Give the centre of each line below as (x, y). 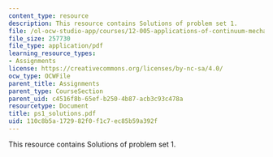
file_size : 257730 (39, 38)
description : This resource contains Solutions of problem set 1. (123, 23)
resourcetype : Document (49, 106)
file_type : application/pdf (56, 46)
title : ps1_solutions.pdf (52, 114)
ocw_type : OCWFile (39, 76)
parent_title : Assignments (54, 83)
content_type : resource (49, 16)
